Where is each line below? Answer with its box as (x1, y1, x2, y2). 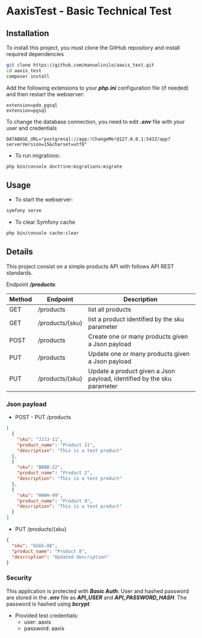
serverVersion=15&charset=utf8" (6, 141, 87, 147)
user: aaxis (23, 618, 51, 625)
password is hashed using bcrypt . (6, 600, 91, 607)
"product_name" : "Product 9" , (17, 498, 93, 504)
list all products (88, 305, 131, 313)
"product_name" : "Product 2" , (17, 470, 93, 476)
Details (6, 247, 33, 257)
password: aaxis (23, 624, 65, 632)
